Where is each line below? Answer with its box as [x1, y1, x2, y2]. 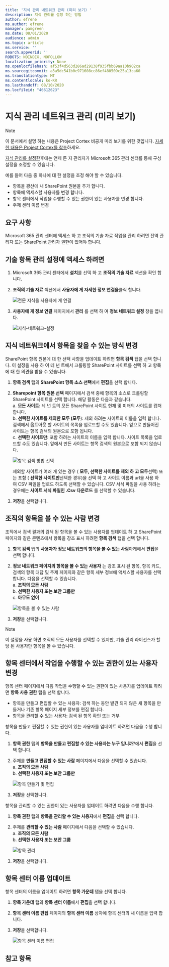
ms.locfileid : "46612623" [5, 87, 59, 93]
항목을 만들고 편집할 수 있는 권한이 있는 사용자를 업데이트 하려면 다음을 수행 [5, 723, 153, 729]
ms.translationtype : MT [5, 73, 55, 78]
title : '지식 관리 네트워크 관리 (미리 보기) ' [5, 7, 92, 13]
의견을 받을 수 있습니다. [21, 368, 67, 374]
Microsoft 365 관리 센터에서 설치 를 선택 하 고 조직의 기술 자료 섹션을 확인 [12, 270, 156, 276]
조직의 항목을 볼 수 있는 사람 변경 [5, 514, 100, 523]
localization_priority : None [5, 59, 66, 64]
